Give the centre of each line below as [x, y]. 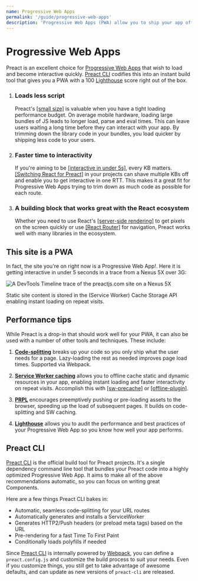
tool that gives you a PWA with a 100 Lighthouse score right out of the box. [97, 81]
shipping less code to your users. [55, 140]
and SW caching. [56, 412]
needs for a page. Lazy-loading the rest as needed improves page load [101, 358]
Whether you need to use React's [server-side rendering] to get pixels [100, 221]
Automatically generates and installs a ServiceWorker [79, 516]
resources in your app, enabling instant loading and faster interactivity [100, 382]
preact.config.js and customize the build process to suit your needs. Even [98, 559]
